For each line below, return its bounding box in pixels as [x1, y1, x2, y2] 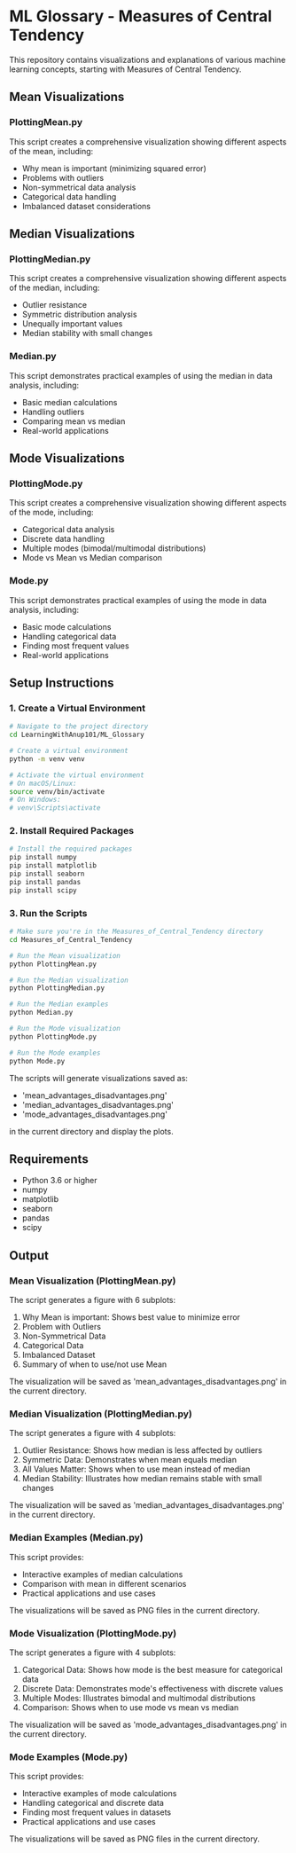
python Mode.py [9, 1056, 66, 1065]
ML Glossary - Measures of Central [9, 6, 273, 27]
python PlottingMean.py [9, 960, 97, 969]
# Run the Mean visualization [9, 951, 121, 960]
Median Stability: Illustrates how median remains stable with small [21, 1473, 262, 1484]
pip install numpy [9, 853, 77, 862]
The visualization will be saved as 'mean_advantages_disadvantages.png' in [9, 1377, 287, 1386]
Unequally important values [21, 318, 123, 329]
